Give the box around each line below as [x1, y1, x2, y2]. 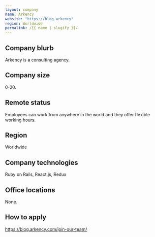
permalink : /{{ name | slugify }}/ [5, 26, 78, 31]
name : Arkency [5, 12, 34, 17]
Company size [5, 71, 50, 79]
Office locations [5, 186, 56, 194]
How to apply [5, 213, 47, 222]
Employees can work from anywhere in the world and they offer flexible [5, 111, 150, 117]
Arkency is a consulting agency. [5, 57, 70, 63]
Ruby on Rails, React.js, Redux [5, 171, 66, 177]
